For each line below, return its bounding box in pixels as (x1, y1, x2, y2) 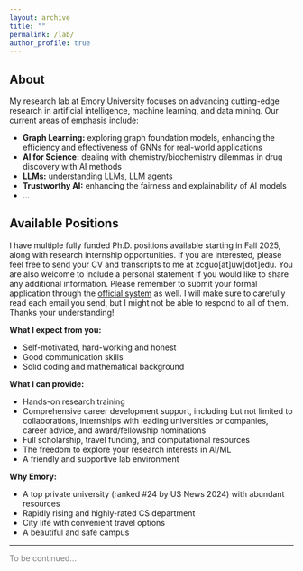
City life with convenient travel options (22, 517, 165, 528)
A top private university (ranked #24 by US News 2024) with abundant (22, 488, 285, 499)
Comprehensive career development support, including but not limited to (22, 405, 293, 416)
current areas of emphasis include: (9, 115, 139, 126)
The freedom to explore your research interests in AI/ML (22, 444, 232, 455)
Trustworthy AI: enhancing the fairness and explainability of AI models (22, 180, 287, 191)
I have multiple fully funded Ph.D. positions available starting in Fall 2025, (9, 240, 281, 251)
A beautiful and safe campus (22, 527, 130, 538)
